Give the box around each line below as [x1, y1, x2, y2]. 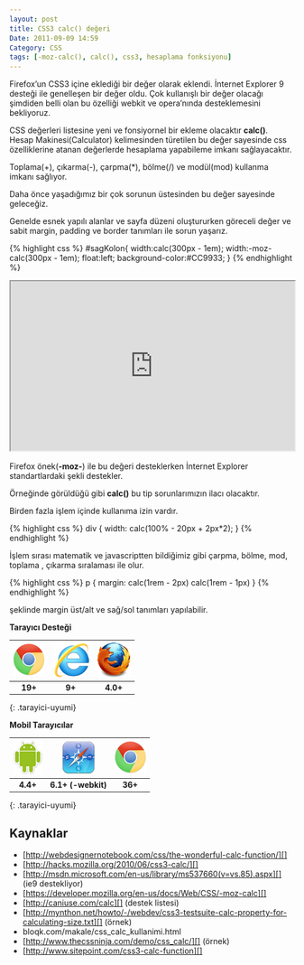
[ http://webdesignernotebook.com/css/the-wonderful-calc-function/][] [22, 849, 288, 860]
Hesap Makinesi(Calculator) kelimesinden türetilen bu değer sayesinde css [9, 135, 287, 145]
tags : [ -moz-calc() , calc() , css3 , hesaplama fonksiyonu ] [9, 52, 232, 62]
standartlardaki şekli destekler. [9, 471, 124, 482]
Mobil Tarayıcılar [9, 719, 74, 731]
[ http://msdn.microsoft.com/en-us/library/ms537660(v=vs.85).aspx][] [22, 868, 282, 880]
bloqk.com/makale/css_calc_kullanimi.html [22, 926, 182, 937]
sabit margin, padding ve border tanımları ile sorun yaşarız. [9, 226, 228, 237]
